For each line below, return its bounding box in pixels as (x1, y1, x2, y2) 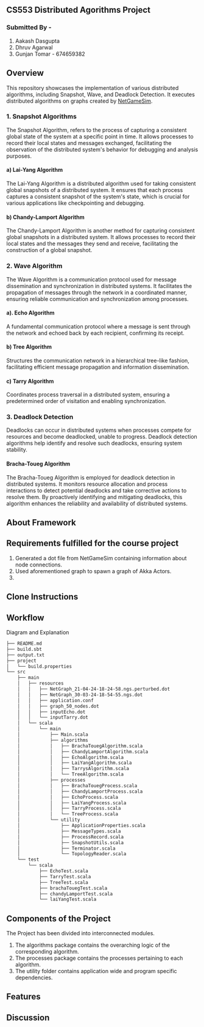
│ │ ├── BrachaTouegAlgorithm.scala (17, 743, 143, 749)
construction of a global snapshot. (6, 247, 93, 254)
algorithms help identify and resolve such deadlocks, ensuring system (6, 440, 183, 447)
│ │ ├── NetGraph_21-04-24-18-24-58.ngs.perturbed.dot (17, 686, 171, 692)
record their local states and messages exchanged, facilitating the (6, 139, 172, 146)
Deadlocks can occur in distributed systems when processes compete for (6, 426, 192, 434)
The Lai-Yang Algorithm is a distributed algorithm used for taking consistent (6, 180, 196, 187)
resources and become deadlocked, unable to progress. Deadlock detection (6, 433, 198, 440)
